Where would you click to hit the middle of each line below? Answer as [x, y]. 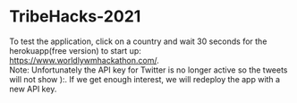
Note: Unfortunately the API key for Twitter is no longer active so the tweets [148, 70]
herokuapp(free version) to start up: [75, 50]
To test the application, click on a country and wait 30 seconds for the [138, 41]
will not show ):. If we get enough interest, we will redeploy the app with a [144, 79]
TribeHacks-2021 [75, 17]
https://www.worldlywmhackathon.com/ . [84, 60]
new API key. [33, 89]
